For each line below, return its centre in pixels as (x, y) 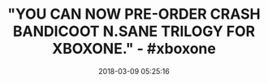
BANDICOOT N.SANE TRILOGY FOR (134, 31)
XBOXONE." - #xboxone (134, 49)
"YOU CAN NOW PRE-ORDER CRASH (134, 14)
